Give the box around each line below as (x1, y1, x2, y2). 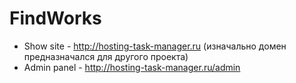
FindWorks (9, 7, 102, 30)
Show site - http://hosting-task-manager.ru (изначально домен (23, 40, 287, 52)
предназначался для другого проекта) (23, 50, 189, 62)
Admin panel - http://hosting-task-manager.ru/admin (23, 61, 241, 73)
